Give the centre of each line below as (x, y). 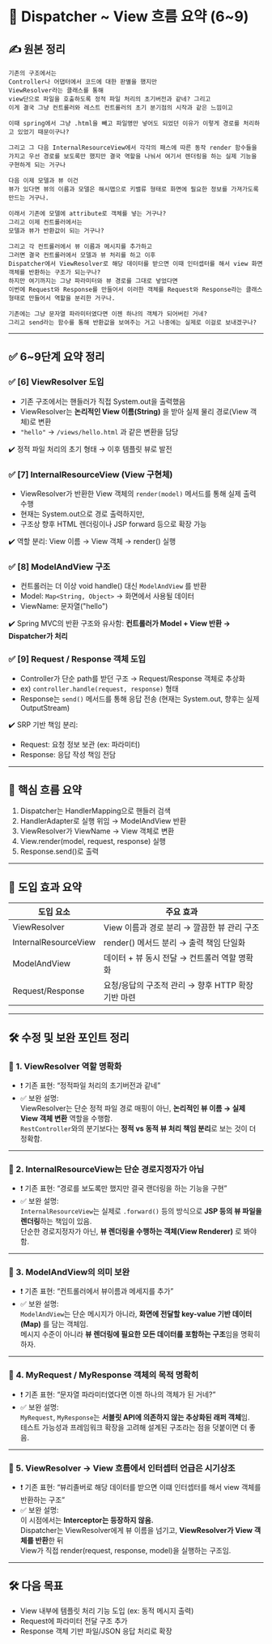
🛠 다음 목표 (36, 1586)
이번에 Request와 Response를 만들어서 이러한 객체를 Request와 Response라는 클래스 (136, 289)
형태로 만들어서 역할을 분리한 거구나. (62, 298)
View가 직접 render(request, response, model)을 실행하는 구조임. (125, 1551)
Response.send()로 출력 (59, 851)
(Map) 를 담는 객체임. (54, 1324)
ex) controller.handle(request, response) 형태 (99, 688)
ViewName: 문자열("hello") (64, 606)
